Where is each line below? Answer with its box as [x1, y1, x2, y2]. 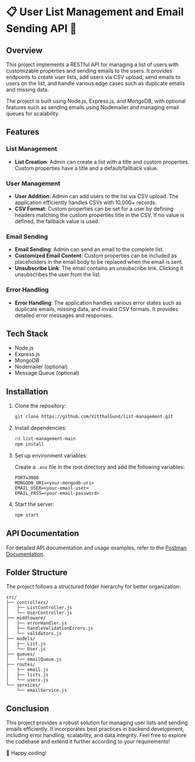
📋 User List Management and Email [6, 5, 184, 19]
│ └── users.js [6, 677, 49, 683]
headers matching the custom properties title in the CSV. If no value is [14, 211, 184, 218]
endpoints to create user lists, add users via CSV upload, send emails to [6, 74, 181, 80]
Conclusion [6, 704, 49, 714]
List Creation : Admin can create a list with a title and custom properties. [14, 158, 190, 165]
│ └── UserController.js [6, 610, 72, 616]
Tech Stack [6, 329, 48, 339]
